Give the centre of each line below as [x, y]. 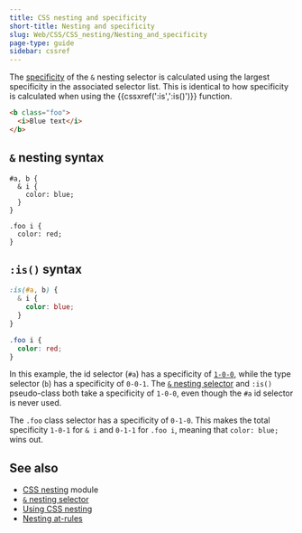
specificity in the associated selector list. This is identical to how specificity [149, 87]
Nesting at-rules [52, 519]
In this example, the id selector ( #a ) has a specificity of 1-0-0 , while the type [150, 374]
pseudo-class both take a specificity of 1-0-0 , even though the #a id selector [151, 393]
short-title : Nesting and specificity [82, 26]
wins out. [26, 440]
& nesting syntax [57, 158]
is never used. [36, 403]
